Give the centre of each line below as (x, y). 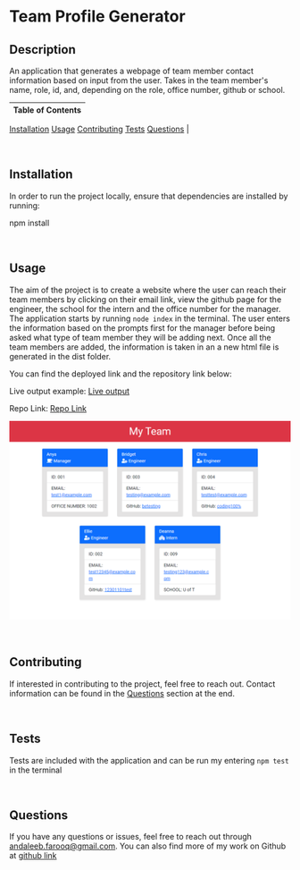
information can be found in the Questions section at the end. (122, 693)
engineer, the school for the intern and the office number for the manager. (145, 308)
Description (42, 50)
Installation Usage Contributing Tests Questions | (99, 129)
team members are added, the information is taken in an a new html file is (144, 347)
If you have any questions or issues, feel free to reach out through (131, 837)
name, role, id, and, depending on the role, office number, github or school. (147, 90)
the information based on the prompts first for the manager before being (142, 327)
